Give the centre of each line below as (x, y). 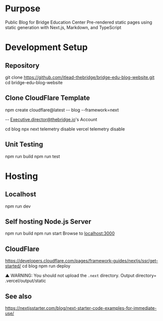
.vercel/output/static (26, 281)
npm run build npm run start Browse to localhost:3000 (60, 233)
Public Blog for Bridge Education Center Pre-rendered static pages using (79, 22)
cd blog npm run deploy (46, 266)
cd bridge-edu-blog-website (34, 82)
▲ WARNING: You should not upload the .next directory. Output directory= (81, 276)
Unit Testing (24, 144)
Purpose (23, 9)
